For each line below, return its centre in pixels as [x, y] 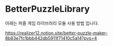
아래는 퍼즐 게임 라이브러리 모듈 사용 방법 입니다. [52, 23]
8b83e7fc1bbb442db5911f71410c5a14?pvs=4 [51, 38]
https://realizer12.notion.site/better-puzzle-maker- [56, 33]
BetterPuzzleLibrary [48, 9]
